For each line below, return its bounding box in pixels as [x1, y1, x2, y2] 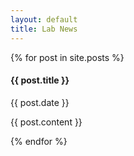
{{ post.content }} [10, 116, 83, 128]
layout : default [10, 14, 78, 25]
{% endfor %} [10, 135, 68, 147]
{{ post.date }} [10, 96, 70, 108]
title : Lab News [10, 24, 78, 34]
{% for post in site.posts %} [10, 51, 125, 63]
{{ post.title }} [10, 74, 70, 86]
